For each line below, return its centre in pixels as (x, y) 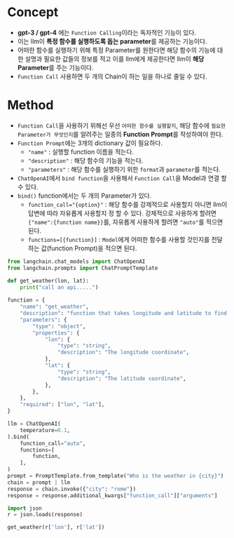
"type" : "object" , (59, 326)
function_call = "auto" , (53, 443)
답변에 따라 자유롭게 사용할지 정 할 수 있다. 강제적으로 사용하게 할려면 (122, 213)
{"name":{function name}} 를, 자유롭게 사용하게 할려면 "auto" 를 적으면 (125, 222)
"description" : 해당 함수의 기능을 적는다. (85, 160)
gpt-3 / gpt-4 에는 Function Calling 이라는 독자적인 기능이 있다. (107, 32)
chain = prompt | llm (39, 482)
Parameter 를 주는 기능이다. (55, 67)
